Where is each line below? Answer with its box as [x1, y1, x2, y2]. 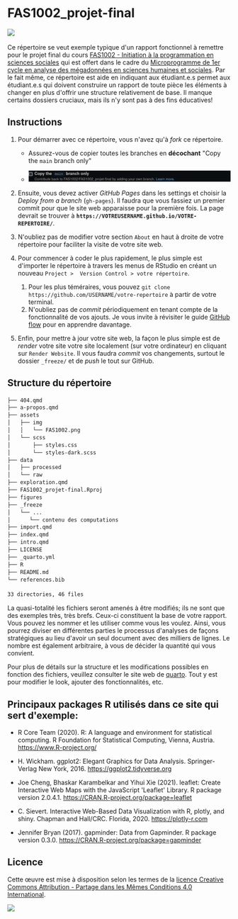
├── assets [7, 412, 40, 419]
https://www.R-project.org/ [17, 743, 97, 752]
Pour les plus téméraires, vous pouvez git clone [28, 282, 171, 291]
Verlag [17, 764, 38, 773]
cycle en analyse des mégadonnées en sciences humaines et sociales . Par [7, 65, 225, 74]
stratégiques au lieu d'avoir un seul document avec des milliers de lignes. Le [7, 634, 230, 643]
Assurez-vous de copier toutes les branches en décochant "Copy [28, 149, 221, 157]
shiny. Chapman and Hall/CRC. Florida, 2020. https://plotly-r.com [17, 814, 208, 823]
